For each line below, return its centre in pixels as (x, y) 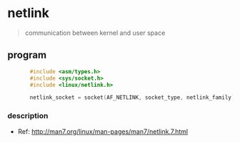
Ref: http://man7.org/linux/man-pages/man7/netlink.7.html (102, 131)
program (27, 55)
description (28, 116)
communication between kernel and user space (95, 33)
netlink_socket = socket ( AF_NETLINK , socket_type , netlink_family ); (134, 97)
